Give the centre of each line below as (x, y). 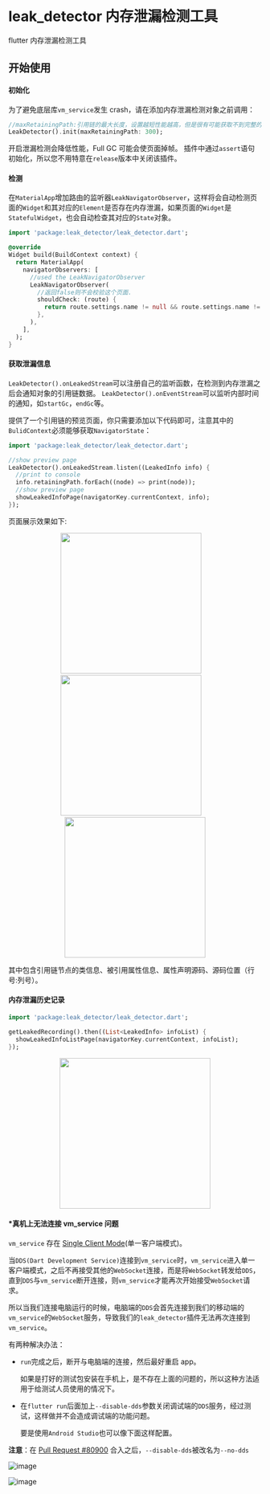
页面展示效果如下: (38, 521)
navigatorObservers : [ (61, 270)
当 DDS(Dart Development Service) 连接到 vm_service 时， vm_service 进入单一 (132, 1260)
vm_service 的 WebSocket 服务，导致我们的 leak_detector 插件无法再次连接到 (129, 1317)
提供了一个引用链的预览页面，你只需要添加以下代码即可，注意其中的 (121, 420)
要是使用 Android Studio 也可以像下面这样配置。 (98, 1433)
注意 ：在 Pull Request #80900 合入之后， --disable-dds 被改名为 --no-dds (129, 1450)
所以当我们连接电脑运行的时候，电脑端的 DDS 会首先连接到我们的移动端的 (127, 1307)
